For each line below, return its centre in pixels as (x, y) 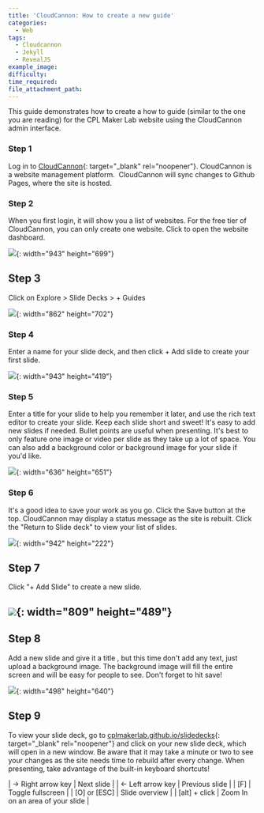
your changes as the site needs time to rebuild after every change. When (126, 760)
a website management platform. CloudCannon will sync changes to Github (132, 174)
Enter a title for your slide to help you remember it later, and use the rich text (132, 414)
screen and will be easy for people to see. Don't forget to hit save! (115, 675)
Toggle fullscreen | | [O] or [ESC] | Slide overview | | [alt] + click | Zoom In (128, 792)
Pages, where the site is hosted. (60, 183)
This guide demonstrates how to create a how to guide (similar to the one (127, 112)
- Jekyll (30, 52)
